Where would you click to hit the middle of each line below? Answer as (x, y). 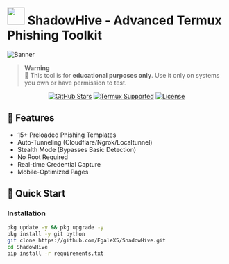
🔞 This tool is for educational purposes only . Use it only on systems (122, 75)
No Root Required (42, 157)
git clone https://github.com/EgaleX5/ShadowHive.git (87, 241)
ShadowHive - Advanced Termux (125, 20)
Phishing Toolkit (55, 35)
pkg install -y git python (46, 234)
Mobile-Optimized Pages (53, 172)
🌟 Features (31, 118)
